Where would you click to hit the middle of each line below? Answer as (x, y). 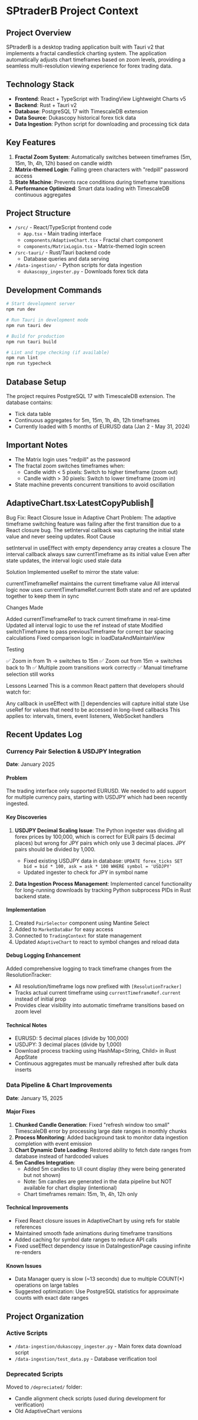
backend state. (33, 896)
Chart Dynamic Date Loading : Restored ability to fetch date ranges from (103, 1150)
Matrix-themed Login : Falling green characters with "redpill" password (101, 169)
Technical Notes (27, 1025)
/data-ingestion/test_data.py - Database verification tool (86, 1358)
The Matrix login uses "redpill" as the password (73, 459)
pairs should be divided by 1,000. (55, 849)
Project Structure (38, 214)
